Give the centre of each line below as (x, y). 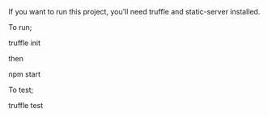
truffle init (25, 43)
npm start (25, 74)
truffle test (26, 105)
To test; (21, 90)
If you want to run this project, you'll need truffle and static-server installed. (134, 12)
